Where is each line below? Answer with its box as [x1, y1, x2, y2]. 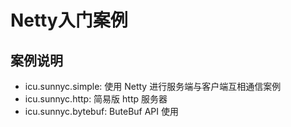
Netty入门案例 [10, 9, 128, 32]
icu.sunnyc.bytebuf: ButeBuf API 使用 [24, 106, 180, 117]
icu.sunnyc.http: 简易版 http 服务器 [24, 93, 168, 105]
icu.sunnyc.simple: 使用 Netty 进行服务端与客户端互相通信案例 [24, 81, 282, 92]
